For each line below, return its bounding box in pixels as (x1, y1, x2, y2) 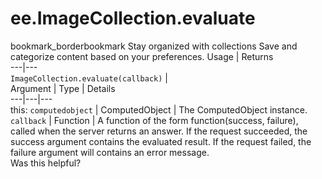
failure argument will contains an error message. (10, 146, 210, 158)
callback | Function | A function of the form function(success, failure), (10, 114, 299, 126)
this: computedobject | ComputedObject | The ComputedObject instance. (10, 103, 308, 116)
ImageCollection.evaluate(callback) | (10, 72, 168, 84)
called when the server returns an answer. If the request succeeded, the (10, 125, 308, 137)
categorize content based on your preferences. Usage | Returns (10, 50, 274, 62)
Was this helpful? (10, 157, 82, 169)
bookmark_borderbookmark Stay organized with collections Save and (10, 40, 298, 52)
